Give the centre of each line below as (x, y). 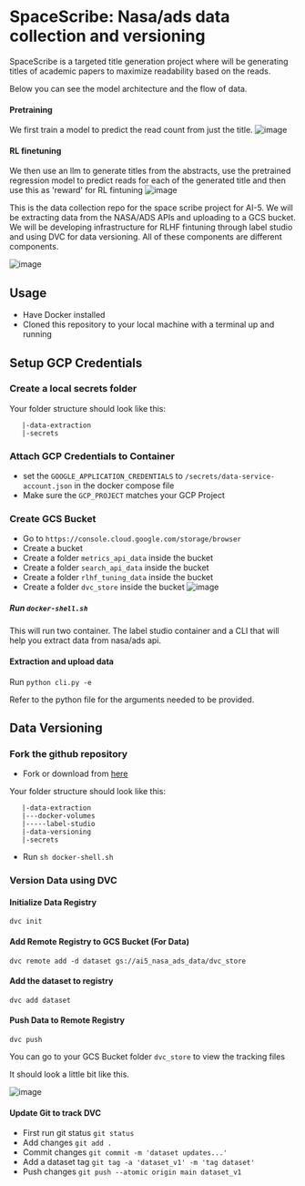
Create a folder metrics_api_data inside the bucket (118, 558)
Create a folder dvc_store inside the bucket (103, 587)
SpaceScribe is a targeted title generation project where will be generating (149, 61)
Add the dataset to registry (61, 981)
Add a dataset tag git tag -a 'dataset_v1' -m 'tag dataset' (138, 1162)
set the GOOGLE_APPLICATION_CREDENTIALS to (103, 476)
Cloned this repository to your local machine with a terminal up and (148, 324)
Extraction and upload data (61, 661)
